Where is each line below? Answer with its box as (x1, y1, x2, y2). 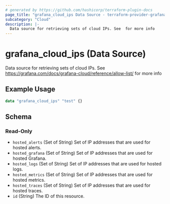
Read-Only (5, 128, 33, 135)
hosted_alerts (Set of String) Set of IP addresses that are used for (12, 139, 151, 145)
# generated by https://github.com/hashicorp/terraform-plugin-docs (5, 7, 153, 13)
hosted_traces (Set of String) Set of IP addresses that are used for (12, 182, 151, 188)
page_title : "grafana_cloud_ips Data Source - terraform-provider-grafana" (5, 12, 168, 17)
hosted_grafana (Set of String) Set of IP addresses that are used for (12, 150, 153, 156)
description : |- (5, 21, 39, 27)
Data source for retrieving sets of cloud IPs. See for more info (10, 26, 155, 31)
